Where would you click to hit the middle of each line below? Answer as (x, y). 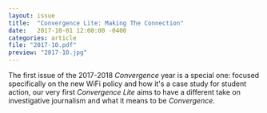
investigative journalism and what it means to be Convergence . (112, 101)
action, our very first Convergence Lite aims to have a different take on (125, 92)
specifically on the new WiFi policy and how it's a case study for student (128, 84)
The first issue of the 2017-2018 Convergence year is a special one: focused (134, 75)
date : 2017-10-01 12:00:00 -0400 (68, 30)
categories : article (43, 38)
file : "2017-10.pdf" (43, 45)
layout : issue (32, 16)
